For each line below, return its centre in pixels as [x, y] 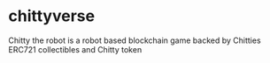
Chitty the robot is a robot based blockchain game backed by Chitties [135, 40]
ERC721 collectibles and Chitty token [75, 49]
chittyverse [51, 16]
